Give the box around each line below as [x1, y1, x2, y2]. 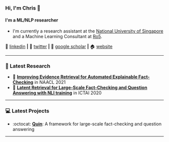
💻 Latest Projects [5, 107, 49, 114]
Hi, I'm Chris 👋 [5, 5, 41, 12]
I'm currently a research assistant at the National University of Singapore [12, 28, 163, 34]
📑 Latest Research [5, 63, 50, 70]
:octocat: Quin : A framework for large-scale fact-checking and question [12, 120, 162, 127]
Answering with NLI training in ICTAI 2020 [12, 90, 102, 96]
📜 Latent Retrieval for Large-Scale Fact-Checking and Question [12, 85, 147, 91]
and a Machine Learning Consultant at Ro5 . [12, 34, 102, 40]
